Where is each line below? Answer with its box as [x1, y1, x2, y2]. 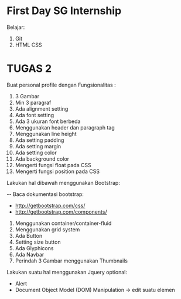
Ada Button [15, 232, 43, 239]
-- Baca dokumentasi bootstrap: [6, 190, 84, 198]
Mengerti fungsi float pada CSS [15, 161, 91, 168]
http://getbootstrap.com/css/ [15, 202, 86, 209]
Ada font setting [15, 111, 54, 118]
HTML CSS [15, 41, 42, 48]
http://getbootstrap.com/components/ [15, 208, 107, 215]
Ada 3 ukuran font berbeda [15, 118, 81, 125]
